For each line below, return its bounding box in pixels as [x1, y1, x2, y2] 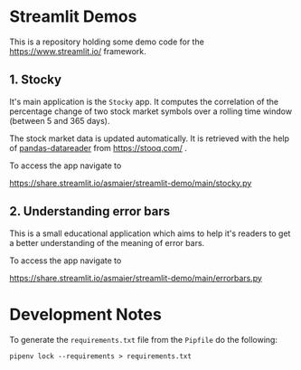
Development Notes [9, 304, 163, 325]
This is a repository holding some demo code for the [9, 36, 205, 47]
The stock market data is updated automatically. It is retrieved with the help [9, 133, 290, 144]
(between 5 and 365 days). [9, 115, 110, 126]
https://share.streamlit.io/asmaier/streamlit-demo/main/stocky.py [9, 177, 252, 188]
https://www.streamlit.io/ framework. [9, 45, 146, 56]
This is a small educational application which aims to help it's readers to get [9, 228, 291, 239]
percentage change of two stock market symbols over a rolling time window [9, 106, 292, 117]
